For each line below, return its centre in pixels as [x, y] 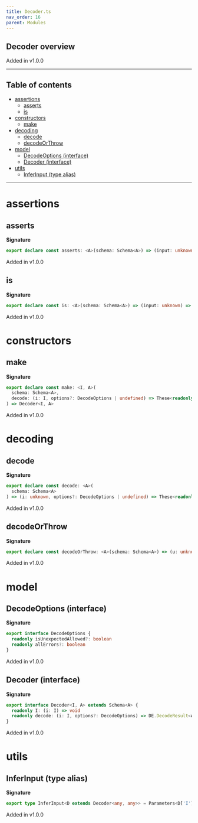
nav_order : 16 [24, 17]
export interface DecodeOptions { [49, 634]
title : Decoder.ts [29, 12]
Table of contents [39, 85]
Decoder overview [41, 46]
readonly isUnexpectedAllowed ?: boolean [62, 639]
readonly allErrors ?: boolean [48, 645]
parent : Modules [26, 22]
